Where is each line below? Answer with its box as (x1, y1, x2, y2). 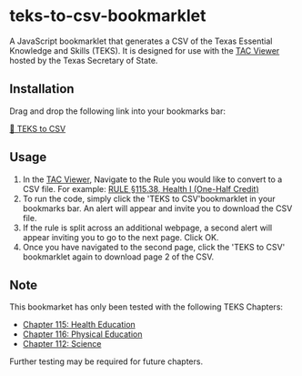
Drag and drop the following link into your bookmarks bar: (9, 106, 226, 117)
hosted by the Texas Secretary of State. (9, 55, 158, 66)
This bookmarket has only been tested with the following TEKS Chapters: (9, 301, 284, 312)
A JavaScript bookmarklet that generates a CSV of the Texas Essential (9, 36, 273, 46)
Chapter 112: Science (22, 339, 102, 350)
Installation (9, 81, 75, 97)
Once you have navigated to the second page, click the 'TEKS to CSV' (22, 241, 286, 252)
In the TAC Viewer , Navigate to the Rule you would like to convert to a (22, 174, 283, 185)
